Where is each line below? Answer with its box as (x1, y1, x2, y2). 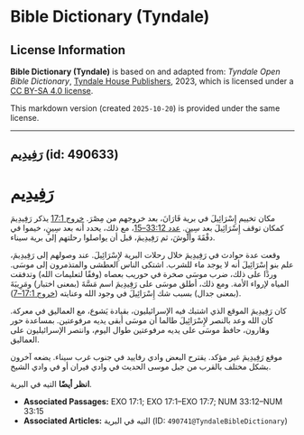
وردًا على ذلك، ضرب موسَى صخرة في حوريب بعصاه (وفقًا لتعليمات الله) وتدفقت (10, 269, 278, 280)
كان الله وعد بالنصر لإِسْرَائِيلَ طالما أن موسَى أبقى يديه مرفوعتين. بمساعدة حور (10, 315, 274, 326)
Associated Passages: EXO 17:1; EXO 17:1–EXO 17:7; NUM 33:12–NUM (23, 396, 283, 407)
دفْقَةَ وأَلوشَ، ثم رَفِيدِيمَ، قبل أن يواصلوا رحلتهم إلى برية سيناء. (10, 232, 216, 243)
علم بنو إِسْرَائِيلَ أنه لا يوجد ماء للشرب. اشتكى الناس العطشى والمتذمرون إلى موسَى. (10, 259, 294, 270)
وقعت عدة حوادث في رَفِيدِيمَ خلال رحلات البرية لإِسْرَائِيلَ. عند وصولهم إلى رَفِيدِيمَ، (10, 250, 281, 261)
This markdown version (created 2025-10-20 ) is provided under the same (10, 103, 281, 114)
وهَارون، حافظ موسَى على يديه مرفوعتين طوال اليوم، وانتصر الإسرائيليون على (10, 325, 270, 336)
